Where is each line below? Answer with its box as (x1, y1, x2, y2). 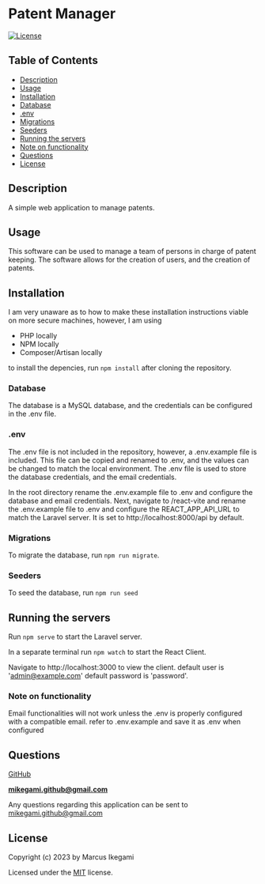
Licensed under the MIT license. (8, 867, 113, 878)
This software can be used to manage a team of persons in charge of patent (8, 247, 257, 256)
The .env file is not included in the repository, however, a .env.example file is (8, 447, 257, 456)
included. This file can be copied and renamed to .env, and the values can (8, 455, 249, 465)
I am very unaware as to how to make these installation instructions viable (8, 308, 249, 317)
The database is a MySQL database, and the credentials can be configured (8, 401, 253, 410)
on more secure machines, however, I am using (8, 315, 162, 325)
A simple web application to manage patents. (8, 202, 155, 212)
